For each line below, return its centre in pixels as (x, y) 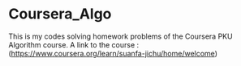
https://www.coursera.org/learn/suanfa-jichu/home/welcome (113, 53)
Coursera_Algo (60, 14)
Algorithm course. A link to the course (72, 44)
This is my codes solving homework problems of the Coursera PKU (120, 36)
